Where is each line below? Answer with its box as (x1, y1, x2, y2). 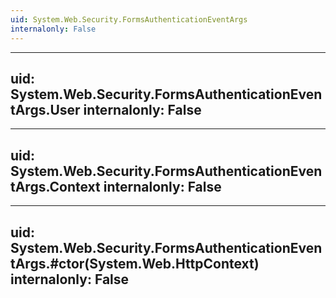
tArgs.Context (10, 178, 101, 195)
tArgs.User (10, 101, 81, 118)
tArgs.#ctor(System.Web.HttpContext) (10, 255, 260, 272)
